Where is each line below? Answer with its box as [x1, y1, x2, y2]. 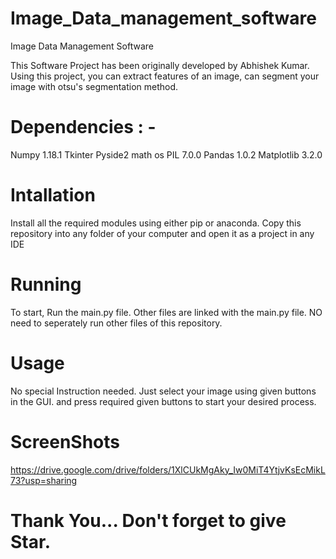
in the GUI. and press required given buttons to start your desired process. [10, 395, 317, 407]
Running [10, 273, 82, 296]
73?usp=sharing [10, 474, 78, 486]
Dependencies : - [10, 116, 157, 139]
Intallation [10, 184, 96, 207]
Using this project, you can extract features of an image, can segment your [10, 70, 320, 82]
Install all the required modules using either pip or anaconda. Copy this [10, 217, 302, 229]
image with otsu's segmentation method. [10, 80, 179, 92]
